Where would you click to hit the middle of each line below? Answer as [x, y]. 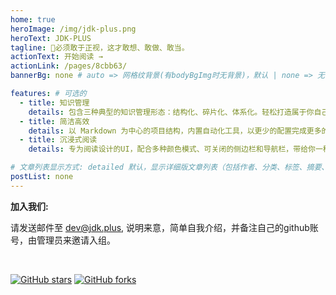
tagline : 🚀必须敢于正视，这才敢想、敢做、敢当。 [100, 47]
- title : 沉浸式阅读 [58, 140]
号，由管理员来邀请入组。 [63, 240]
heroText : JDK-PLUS [51, 38]
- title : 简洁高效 [54, 121]
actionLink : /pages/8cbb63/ [69, 66]
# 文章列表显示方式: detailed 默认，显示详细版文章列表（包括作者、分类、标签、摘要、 [170, 167]
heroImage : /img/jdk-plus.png [73, 29]
